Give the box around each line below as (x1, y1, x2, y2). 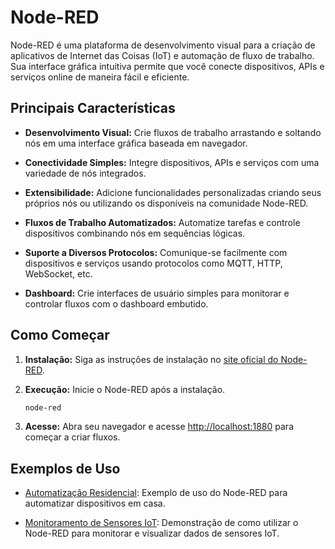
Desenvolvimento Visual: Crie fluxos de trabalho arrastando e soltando (24, 126, 322, 138)
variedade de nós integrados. (24, 167, 147, 179)
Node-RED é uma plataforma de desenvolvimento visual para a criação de (10, 39, 316, 51)
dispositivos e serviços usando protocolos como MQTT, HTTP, (24, 257, 283, 269)
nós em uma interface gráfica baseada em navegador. (24, 137, 248, 149)
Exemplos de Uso (10, 460, 121, 477)
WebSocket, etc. (24, 267, 93, 280)
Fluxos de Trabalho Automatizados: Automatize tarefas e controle (24, 216, 301, 228)
